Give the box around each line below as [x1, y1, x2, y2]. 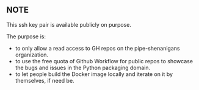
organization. [15, 51, 49, 58]
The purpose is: [6, 33, 46, 40]
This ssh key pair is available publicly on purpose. [6, 21, 131, 28]
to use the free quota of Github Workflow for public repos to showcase [15, 57, 194, 64]
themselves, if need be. [15, 77, 74, 84]
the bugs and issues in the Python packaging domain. [15, 64, 151, 71]
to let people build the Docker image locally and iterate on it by [15, 70, 173, 78]
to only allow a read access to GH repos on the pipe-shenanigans [15, 44, 180, 52]
